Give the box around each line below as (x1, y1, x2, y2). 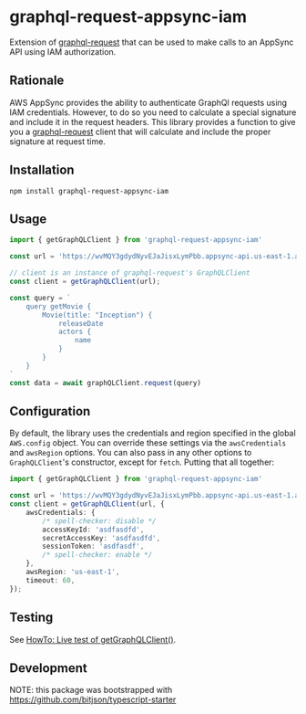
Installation (9, 163, 75, 178)
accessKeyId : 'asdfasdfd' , (42, 525, 145, 534)
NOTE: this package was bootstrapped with (9, 685, 173, 696)
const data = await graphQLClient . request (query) (9, 378, 202, 387)
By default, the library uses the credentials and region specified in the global (9, 427, 296, 439)
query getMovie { (25, 301, 92, 311)
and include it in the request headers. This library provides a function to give (9, 116, 296, 127)
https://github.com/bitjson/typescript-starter (9, 694, 177, 705)
